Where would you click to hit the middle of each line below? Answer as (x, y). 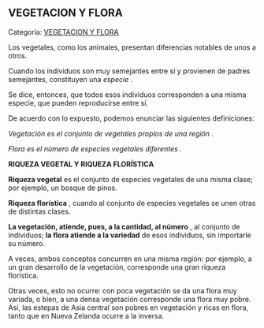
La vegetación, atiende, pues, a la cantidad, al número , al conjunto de (124, 226)
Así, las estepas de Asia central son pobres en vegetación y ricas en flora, (128, 307)
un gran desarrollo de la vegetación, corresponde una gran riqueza (117, 266)
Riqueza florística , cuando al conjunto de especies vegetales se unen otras (132, 203)
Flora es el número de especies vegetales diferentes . (95, 148)
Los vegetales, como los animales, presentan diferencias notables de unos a (132, 47)
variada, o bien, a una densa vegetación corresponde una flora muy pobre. (130, 299)
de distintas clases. (39, 211)
